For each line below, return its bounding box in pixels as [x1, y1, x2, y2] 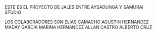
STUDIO [4, 9, 21, 15]
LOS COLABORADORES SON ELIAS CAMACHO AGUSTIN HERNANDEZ [4, 19, 149, 25]
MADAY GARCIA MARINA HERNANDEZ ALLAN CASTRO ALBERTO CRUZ [4, 24, 153, 30]
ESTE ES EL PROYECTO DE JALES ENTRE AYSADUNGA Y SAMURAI [4, 4, 144, 10]
